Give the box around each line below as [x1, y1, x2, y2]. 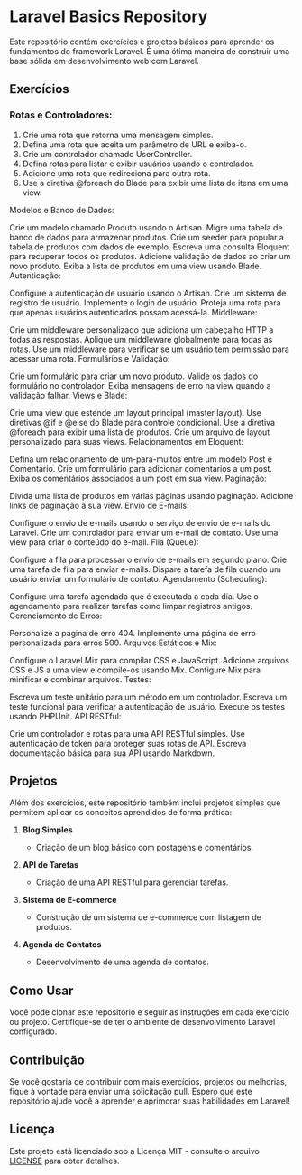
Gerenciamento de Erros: [9, 610, 103, 621]
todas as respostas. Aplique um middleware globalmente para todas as [9, 334, 273, 344]
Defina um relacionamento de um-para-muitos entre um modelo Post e [9, 454, 273, 465]
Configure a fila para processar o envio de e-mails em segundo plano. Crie [9, 554, 287, 565]
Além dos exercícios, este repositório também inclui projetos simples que [9, 797, 281, 808]
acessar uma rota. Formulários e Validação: [9, 352, 170, 363]
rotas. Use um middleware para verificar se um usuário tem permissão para [9, 343, 290, 354]
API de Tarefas [22, 860, 79, 870]
